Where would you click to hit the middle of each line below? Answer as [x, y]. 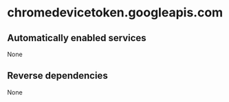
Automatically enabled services [77, 38]
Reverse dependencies [57, 76]
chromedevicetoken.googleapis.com [115, 13]
